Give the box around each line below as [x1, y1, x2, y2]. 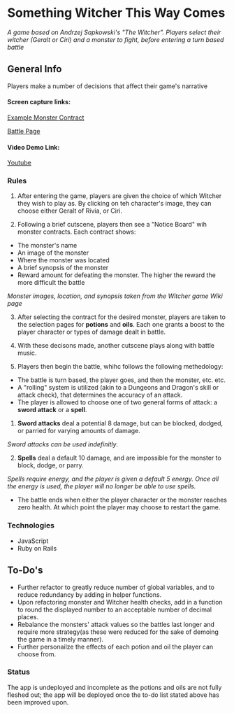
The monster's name [17, 241, 78, 250]
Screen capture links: [7, 98, 71, 106]
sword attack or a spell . [17, 406, 87, 414]
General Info [7, 63, 62, 75]
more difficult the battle [17, 278, 85, 287]
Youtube [7, 159, 31, 167]
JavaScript [17, 537, 49, 545]
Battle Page [7, 127, 41, 135]
